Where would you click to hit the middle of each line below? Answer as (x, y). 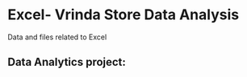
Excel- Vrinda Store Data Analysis (123, 15)
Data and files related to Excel (57, 37)
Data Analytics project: (67, 62)
